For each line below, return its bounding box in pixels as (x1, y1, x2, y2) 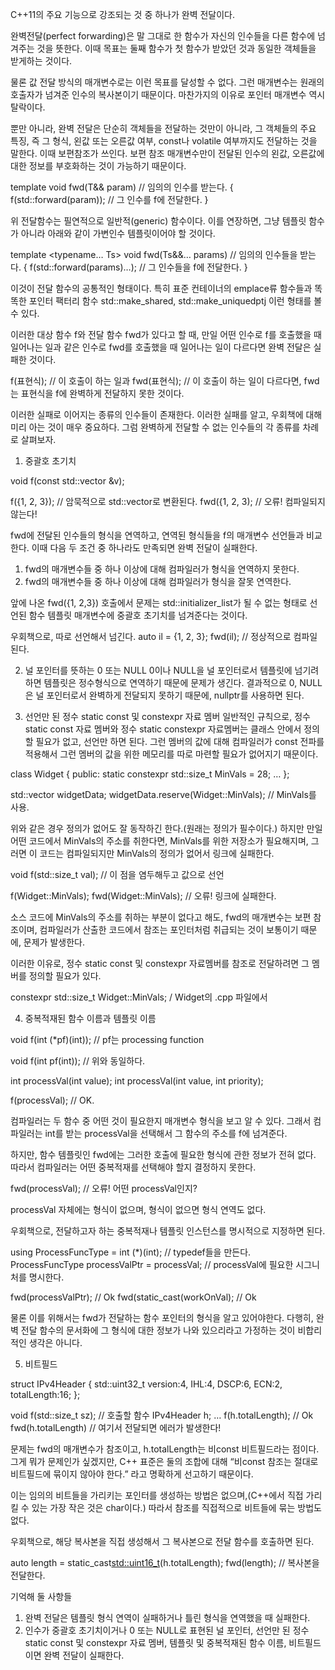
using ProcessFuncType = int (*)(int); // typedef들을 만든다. (10, 1246, 252, 1258)
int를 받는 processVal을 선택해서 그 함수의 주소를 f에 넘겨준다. (44, 1128, 288, 1139)
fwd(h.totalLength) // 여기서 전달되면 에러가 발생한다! (10, 1422, 222, 1433)
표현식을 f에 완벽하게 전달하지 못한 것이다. (20, 388, 185, 399)
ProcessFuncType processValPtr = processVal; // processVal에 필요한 (10, 1259, 294, 1270)
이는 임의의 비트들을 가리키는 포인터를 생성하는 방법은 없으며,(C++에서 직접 (10, 1489, 304, 1501)
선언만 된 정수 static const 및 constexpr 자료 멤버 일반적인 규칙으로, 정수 (24, 711, 311, 722)
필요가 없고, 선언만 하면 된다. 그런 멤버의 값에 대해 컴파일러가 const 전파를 (35, 736, 325, 747)
